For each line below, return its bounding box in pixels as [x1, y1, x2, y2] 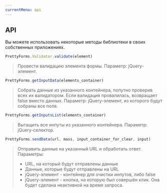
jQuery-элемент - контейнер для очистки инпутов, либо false [24, 171, 156, 177]
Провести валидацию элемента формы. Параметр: [17, 63, 127, 69]
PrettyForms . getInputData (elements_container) [5, 78, 104, 83]
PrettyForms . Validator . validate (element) [5, 54, 93, 59]
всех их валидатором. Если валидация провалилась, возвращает [17, 92, 157, 98]
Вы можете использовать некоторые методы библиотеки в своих [5, 39, 146, 45]
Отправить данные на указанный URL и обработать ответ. [17, 145, 142, 151]
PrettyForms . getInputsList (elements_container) [5, 113, 106, 118]
